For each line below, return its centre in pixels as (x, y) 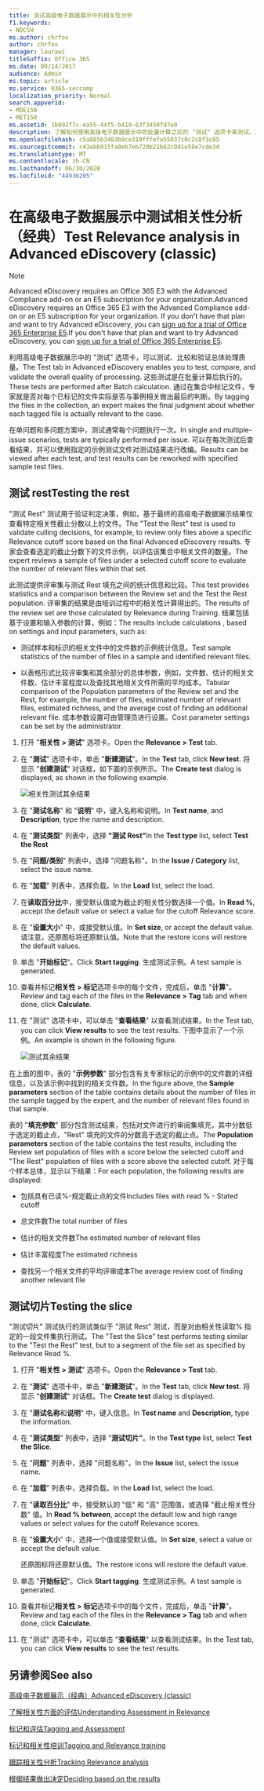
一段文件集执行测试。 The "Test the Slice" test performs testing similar (135, 1337)
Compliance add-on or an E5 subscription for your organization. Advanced (128, 299)
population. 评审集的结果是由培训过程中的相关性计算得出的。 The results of (129, 603)
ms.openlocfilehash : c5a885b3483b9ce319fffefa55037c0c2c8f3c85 (114, 139)
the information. (46, 1422)
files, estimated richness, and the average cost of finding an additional (134, 708)
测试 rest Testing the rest (69, 493)
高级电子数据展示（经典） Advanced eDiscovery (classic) (100, 1695)
